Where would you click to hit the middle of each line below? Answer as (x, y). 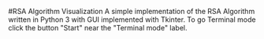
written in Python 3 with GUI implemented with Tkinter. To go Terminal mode (132, 19)
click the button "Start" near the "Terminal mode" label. (98, 28)
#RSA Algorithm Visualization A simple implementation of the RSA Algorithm (132, 11)
